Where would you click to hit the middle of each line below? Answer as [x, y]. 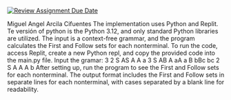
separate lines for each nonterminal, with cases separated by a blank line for [116, 82]
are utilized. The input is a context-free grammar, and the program [101, 38]
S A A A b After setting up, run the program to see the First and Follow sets [113, 67]
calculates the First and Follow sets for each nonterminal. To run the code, [113, 46]
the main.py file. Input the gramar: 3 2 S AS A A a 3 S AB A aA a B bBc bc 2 [113, 60]
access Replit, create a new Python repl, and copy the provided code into [111, 53]
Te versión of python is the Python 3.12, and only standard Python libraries [113, 31]
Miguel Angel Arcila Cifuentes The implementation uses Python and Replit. [113, 24]
